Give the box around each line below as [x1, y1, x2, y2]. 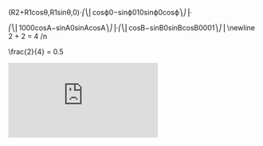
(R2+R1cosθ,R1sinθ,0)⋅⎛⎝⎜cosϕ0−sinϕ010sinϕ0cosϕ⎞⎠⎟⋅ [8, 8, 193, 17]
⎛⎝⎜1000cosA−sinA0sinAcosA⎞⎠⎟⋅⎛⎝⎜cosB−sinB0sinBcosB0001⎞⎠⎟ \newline [8, 23, 255, 32]
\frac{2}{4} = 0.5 [8, 47, 64, 56]
